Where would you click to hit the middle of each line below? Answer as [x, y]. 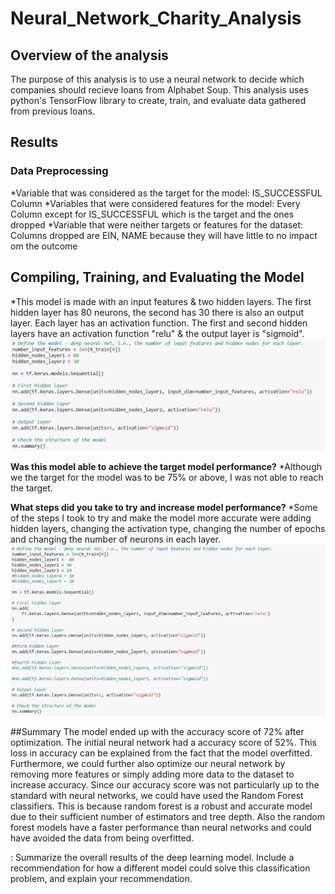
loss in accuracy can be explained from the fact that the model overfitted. [161, 753]
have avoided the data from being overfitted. [102, 838]
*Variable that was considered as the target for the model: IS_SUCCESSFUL [166, 193]
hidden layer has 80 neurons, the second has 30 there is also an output [157, 312]
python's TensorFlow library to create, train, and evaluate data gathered [158, 100]
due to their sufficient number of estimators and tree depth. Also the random [167, 816]
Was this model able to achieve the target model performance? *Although [166, 466]
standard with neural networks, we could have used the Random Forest [157, 795]
